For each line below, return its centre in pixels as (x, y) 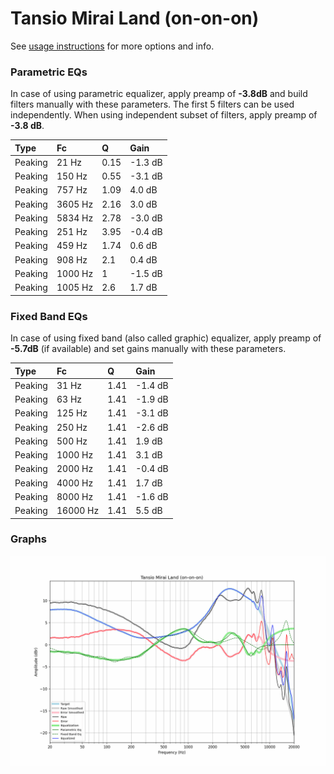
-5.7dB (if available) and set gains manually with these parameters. (148, 349)
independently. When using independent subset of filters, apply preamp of (164, 115)
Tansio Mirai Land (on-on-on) (135, 18)
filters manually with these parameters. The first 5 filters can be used (152, 104)
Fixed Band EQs (49, 316)
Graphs (28, 539)
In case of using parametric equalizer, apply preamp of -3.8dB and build (159, 94)
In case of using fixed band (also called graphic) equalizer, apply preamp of (166, 338)
